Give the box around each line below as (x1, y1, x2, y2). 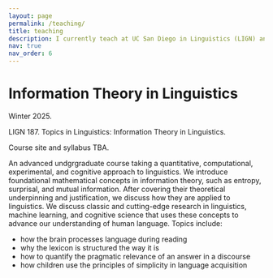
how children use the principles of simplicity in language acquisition (19, 260, 248, 270)
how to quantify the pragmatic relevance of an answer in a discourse (19, 251, 251, 261)
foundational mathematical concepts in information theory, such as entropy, (8, 175, 262, 185)
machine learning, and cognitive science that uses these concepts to (8, 210, 239, 220)
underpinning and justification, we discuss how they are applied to (8, 192, 231, 203)
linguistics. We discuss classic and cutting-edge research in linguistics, (8, 201, 247, 211)
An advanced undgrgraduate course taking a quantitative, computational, (8, 158, 253, 168)
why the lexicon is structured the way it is (19, 242, 160, 252)
